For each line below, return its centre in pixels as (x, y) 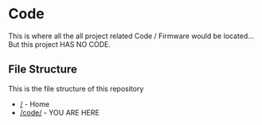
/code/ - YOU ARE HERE (59, 112)
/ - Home (35, 104)
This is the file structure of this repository (76, 88)
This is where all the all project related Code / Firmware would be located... (131, 36)
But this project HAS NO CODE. (60, 44)
